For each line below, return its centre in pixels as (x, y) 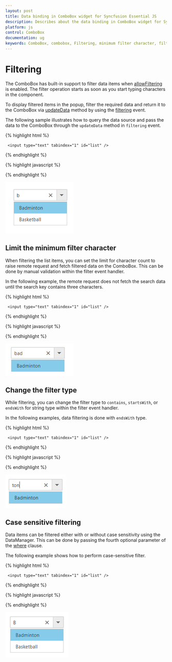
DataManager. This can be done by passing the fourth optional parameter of (86, 540)
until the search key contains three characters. (54, 287)
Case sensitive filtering (43, 522)
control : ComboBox (25, 33)
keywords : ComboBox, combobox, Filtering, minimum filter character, (81, 44)
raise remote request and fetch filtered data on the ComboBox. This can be (84, 266)
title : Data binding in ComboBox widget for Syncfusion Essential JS (81, 16)
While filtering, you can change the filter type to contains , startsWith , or (82, 403)
